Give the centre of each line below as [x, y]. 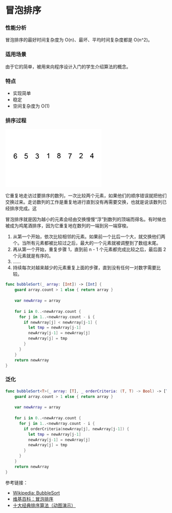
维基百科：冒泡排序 [33, 499]
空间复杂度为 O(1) [31, 106]
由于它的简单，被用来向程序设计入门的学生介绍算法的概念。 [68, 67]
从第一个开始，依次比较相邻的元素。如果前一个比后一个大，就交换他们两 [89, 237]
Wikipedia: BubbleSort [36, 493]
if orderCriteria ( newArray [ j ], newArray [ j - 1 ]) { [77, 429]
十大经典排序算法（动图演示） [44, 505]
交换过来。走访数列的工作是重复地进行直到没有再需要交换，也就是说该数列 [84, 202]
